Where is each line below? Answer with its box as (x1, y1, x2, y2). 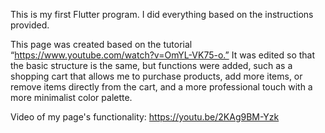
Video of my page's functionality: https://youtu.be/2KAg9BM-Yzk (10, 111, 280, 123)
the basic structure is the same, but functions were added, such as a (10, 60, 293, 71)
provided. (10, 19, 50, 31)
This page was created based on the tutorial (10, 39, 193, 50)
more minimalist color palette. (10, 92, 133, 103)
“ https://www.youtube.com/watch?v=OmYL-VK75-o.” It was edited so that (10, 49, 316, 61)
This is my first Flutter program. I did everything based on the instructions (10, 9, 314, 20)
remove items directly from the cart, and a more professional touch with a (10, 81, 313, 93)
